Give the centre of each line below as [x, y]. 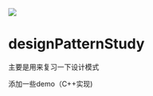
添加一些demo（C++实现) [51, 83]
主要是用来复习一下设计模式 [54, 67]
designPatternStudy [76, 44]
